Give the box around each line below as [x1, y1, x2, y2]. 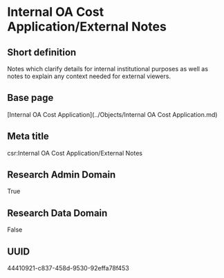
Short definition [7, 46, 77, 58]
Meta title [7, 131, 50, 142]
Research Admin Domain [7, 169, 116, 180]
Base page [7, 92, 54, 104]
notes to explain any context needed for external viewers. [7, 72, 171, 80]
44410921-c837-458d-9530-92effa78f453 [7, 264, 129, 272]
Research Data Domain [7, 207, 108, 219]
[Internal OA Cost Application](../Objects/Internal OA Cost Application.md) [7, 110, 218, 118]
